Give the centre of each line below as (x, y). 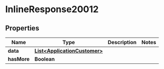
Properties (22, 28)
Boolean (45, 59)
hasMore (19, 59)
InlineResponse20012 (52, 9)
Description (122, 42)
